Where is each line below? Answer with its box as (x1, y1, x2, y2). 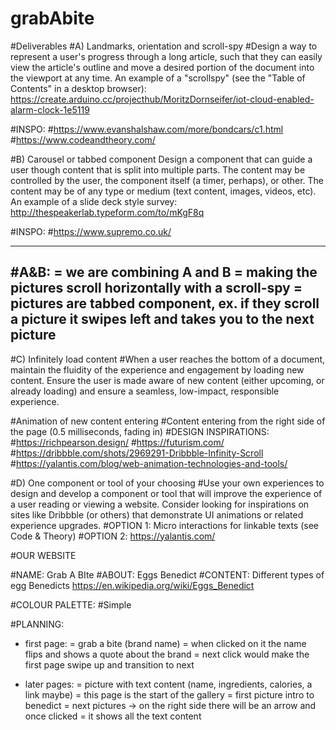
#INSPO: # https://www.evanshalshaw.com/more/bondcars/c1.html (10, 123, 284, 135)
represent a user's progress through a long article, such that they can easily (10, 50, 323, 62)
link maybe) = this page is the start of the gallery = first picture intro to (24, 688, 315, 701)
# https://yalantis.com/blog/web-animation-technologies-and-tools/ (10, 457, 288, 469)
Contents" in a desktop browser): (10, 82, 147, 94)
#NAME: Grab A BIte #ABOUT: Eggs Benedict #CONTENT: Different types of (10, 568, 325, 581)
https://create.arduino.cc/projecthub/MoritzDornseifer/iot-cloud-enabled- (10, 93, 315, 105)
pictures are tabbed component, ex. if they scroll (10, 295, 320, 312)
